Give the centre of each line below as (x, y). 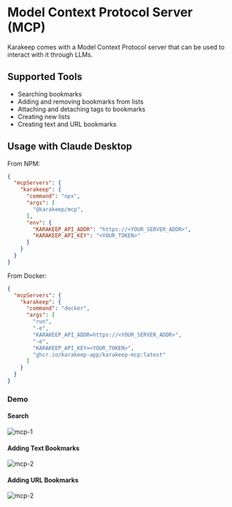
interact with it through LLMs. (50, 55)
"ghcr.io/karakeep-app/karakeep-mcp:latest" (99, 355)
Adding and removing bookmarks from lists (80, 101)
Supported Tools (45, 77)
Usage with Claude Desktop (70, 146)
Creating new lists (44, 116)
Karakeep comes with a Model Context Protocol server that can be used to (116, 47)
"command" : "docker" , (58, 308)
